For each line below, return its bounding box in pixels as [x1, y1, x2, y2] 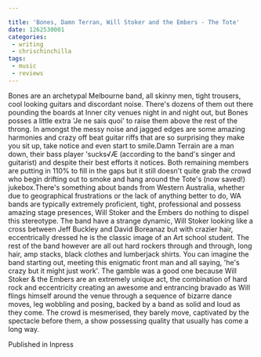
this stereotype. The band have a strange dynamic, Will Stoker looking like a [8, 216, 253, 225]
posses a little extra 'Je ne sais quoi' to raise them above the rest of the [8, 115, 237, 126]
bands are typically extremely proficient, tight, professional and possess [8, 199, 241, 209]
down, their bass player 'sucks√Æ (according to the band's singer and [8, 149, 236, 158]
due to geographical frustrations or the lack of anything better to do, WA [8, 191, 241, 200]
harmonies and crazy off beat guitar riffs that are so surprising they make [8, 133, 245, 142]
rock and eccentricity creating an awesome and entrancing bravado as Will [8, 282, 251, 292]
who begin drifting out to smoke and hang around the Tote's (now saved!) [8, 174, 245, 184]
